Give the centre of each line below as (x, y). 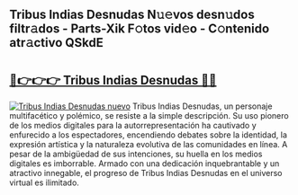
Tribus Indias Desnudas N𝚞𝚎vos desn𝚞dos (132, 15)
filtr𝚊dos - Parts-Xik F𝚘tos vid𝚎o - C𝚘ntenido (140, 29)
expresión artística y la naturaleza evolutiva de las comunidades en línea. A (149, 144)
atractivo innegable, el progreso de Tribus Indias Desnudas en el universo (146, 173)
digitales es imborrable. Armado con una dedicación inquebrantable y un (144, 164)
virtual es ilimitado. (44, 182)
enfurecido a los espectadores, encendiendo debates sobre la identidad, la (149, 135)
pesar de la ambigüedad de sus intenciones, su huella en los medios (136, 154)
